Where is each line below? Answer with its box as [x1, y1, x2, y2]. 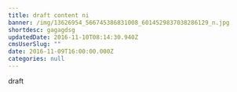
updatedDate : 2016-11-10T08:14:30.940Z [8, 33, 139, 41]
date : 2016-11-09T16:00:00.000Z [8, 48, 114, 55]
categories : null [8, 55, 65, 63]
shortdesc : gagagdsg [8, 26, 76, 34]
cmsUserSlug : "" [8, 41, 61, 48]
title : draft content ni [8, 11, 89, 19]
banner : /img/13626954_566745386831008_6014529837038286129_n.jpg [8, 19, 230, 27]
